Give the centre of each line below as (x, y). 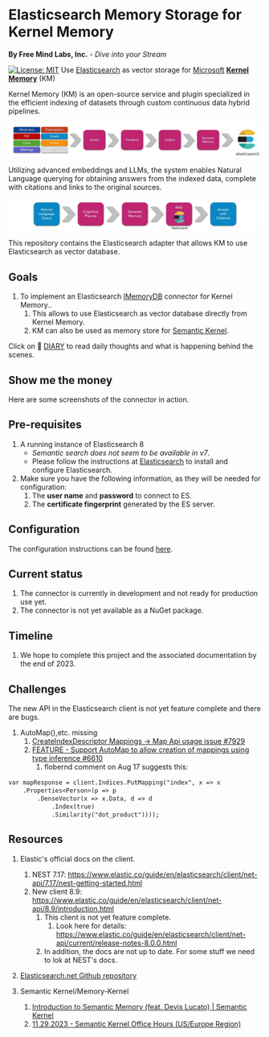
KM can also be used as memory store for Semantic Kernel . (130, 331)
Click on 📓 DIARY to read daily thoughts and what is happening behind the (131, 346)
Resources (36, 839)
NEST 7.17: (49, 874)
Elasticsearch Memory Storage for (125, 15)
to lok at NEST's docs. (81, 960)
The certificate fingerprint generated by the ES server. (123, 504)
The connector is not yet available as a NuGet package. (112, 610)
